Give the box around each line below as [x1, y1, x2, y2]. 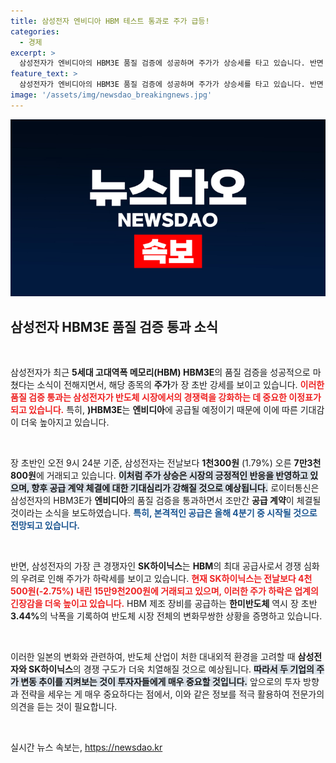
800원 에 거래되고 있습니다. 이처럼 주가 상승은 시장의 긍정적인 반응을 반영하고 [10, 470, 308, 482]
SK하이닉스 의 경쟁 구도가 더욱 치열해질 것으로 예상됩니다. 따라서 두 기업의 [28, 663, 315, 675]
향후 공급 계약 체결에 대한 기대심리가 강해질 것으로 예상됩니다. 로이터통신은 [31, 482, 320, 494]
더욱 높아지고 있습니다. [20, 416, 110, 429]
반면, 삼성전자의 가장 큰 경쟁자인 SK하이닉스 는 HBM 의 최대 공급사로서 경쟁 [10, 560, 302, 572]
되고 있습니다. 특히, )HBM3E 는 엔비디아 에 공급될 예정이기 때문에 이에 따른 [10, 404, 298, 416]
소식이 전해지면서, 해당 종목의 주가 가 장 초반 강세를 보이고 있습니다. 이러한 [36, 379, 325, 391]
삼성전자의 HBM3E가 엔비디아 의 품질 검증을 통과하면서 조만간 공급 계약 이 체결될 [10, 495, 322, 507]
